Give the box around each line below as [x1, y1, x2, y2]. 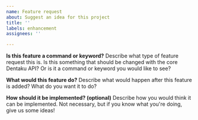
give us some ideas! [6, 107, 55, 114]
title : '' [6, 20, 31, 26]
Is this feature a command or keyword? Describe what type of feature [6, 52, 179, 59]
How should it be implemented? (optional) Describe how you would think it [6, 94, 191, 102]
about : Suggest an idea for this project [6, 14, 110, 20]
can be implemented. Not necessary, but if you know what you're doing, [6, 100, 183, 108]
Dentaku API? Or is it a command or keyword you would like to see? [6, 65, 171, 72]
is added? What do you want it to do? [6, 83, 97, 90]
